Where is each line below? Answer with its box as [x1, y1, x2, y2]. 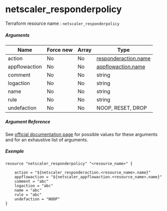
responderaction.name [96, 55, 151, 62]
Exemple [5, 148, 24, 154]
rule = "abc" [14, 192, 42, 197]
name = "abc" [14, 188, 42, 193]
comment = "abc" [14, 179, 49, 184]
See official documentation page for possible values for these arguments [5, 131, 158, 137]
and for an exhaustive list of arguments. [5, 136, 88, 143]
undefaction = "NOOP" [14, 196, 60, 201]
